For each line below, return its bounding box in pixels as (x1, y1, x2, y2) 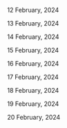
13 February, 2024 (7, 19, 59, 27)
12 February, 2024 (7, 6, 59, 14)
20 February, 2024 (7, 113, 61, 121)
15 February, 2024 (7, 46, 59, 54)
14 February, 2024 (7, 33, 59, 41)
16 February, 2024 (7, 60, 59, 68)
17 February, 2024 (7, 73, 59, 81)
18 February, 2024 (7, 86, 59, 94)
